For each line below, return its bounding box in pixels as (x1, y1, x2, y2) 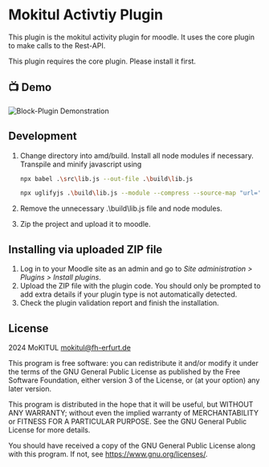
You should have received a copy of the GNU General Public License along (8, 440, 255, 450)
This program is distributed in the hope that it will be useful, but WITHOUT (8, 399, 254, 409)
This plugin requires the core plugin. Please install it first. (8, 56, 197, 66)
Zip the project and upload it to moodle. (19, 219, 151, 229)
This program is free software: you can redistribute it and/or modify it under (8, 358, 259, 367)
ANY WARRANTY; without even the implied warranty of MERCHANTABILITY (8, 408, 259, 417)
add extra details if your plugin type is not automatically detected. (19, 289, 238, 299)
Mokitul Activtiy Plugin (8, 6, 164, 24)
